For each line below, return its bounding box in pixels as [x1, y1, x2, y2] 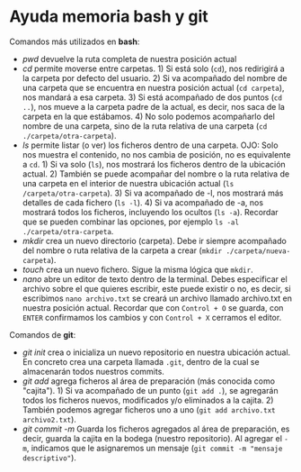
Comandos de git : [9, 329, 76, 340]
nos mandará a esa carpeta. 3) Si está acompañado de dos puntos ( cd [22, 92, 283, 103]
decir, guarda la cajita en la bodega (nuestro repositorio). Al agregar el [22, 432, 283, 443]
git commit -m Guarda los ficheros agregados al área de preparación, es [22, 423, 290, 434]
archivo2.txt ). [22, 413, 76, 424]
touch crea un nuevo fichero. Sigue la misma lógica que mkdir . [22, 264, 253, 275]
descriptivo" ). [22, 452, 76, 463]
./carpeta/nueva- [226, 246, 291, 256]
